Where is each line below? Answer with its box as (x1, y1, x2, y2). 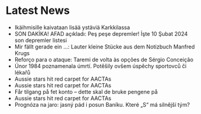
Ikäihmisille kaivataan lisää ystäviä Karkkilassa (14, 24, 131, 31)
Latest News (5, 4, 70, 18)
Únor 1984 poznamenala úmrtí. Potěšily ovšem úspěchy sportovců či (14, 62, 186, 70)
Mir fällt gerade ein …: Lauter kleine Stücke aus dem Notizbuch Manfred (14, 43, 195, 50)
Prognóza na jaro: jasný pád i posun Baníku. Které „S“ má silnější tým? (14, 101, 190, 108)
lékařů (14, 69, 31, 76)
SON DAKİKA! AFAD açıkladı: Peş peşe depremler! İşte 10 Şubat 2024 (14, 30, 188, 37)
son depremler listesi (14, 36, 67, 44)
